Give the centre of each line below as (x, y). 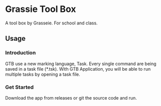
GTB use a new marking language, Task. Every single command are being (81, 64)
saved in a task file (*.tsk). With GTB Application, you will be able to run (78, 69)
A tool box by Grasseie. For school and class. (52, 23)
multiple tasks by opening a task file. (43, 74)
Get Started (19, 87)
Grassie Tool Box (41, 9)
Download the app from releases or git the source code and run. (71, 98)
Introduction (20, 53)
